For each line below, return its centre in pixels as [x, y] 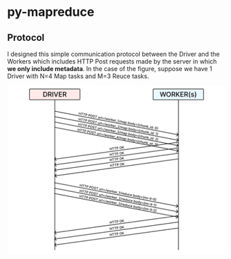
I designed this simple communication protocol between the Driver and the [113, 54]
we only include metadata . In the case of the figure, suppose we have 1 [110, 69]
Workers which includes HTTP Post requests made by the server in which [112, 61]
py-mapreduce [51, 12]
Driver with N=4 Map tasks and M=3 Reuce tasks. [78, 76]
